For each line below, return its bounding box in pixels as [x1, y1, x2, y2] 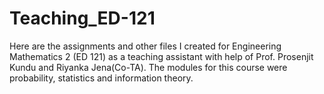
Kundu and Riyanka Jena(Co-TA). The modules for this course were [9, 61, 288, 73]
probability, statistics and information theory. [9, 72, 194, 84]
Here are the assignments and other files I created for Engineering [9, 40, 282, 52]
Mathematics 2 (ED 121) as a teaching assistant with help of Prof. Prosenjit [9, 50, 314, 62]
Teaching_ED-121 [9, 7, 156, 30]
